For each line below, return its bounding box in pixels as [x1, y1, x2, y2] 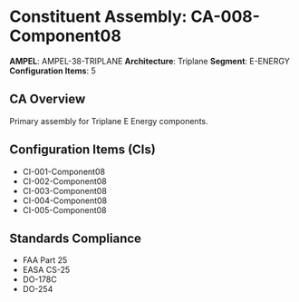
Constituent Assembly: [9, 6, 188, 27]
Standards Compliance [9, 230, 142, 246]
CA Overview [9, 92, 86, 107]
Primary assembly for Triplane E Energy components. [9, 115, 208, 126]
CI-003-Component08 [22, 185, 107, 196]
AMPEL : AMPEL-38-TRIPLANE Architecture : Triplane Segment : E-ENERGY [9, 55, 290, 66]
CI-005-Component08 [22, 204, 107, 215]
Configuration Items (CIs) [9, 142, 156, 158]
